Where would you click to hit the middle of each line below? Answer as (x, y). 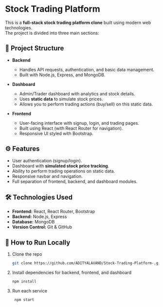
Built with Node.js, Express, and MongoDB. (62, 75)
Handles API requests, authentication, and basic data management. (87, 69)
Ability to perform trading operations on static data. (63, 171)
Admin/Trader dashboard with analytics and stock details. (77, 93)
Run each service (30, 291)
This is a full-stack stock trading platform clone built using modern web (78, 22)
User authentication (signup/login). (47, 160)
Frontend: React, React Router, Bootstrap (54, 212)
